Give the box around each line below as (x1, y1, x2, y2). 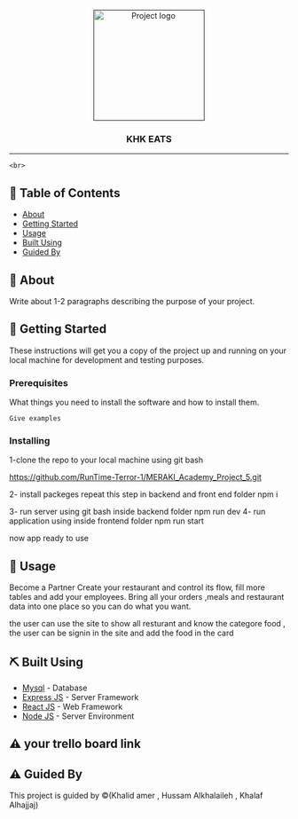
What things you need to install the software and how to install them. (9, 397, 260, 408)
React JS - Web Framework (21, 701, 123, 712)
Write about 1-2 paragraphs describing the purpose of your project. (9, 295, 255, 306)
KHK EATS (126, 132, 172, 145)
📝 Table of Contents (9, 185, 121, 201)
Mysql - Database (21, 682, 88, 693)
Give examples (9, 414, 62, 423)
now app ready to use (9, 533, 90, 544)
